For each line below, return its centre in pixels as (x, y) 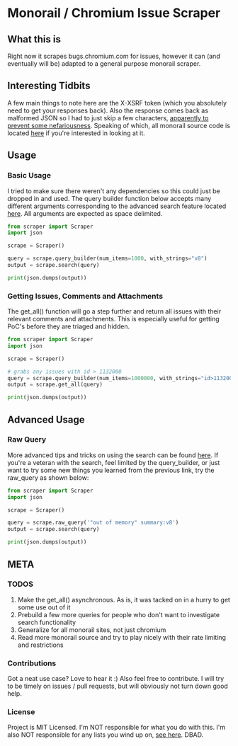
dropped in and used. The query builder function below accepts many (109, 198)
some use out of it (44, 607)
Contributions (32, 663)
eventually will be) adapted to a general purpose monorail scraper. (104, 64)
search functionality (47, 622)
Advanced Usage (46, 419)
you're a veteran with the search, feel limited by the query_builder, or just (114, 462)
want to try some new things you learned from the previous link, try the (111, 470)
